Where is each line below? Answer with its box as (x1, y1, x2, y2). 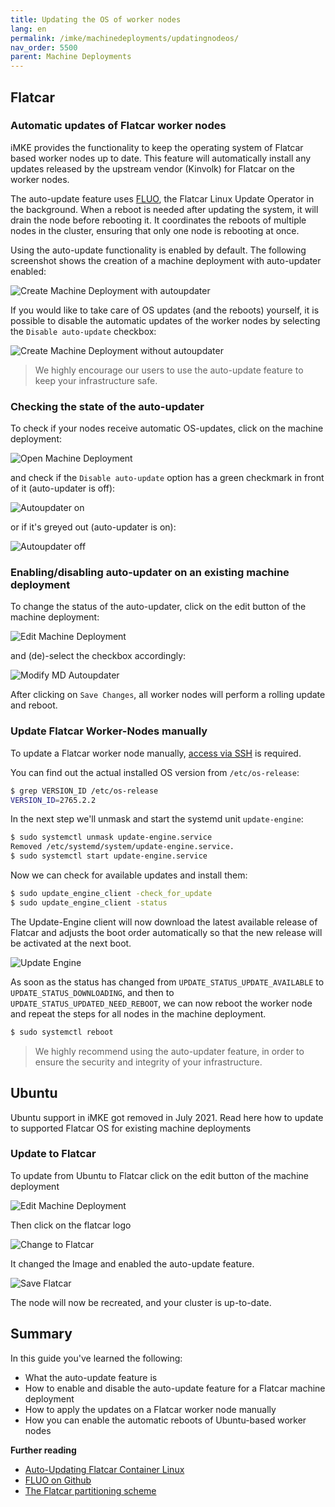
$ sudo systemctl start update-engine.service (10, 851, 208, 861)
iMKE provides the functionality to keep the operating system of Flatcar (10, 141, 304, 153)
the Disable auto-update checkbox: (10, 325, 157, 337)
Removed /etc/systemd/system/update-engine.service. (10, 842, 235, 852)
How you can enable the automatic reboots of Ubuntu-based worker (24, 1414, 307, 1426)
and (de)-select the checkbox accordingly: (10, 650, 187, 662)
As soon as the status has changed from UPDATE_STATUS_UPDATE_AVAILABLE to (10, 976, 325, 988)
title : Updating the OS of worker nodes (10, 14, 182, 25)
